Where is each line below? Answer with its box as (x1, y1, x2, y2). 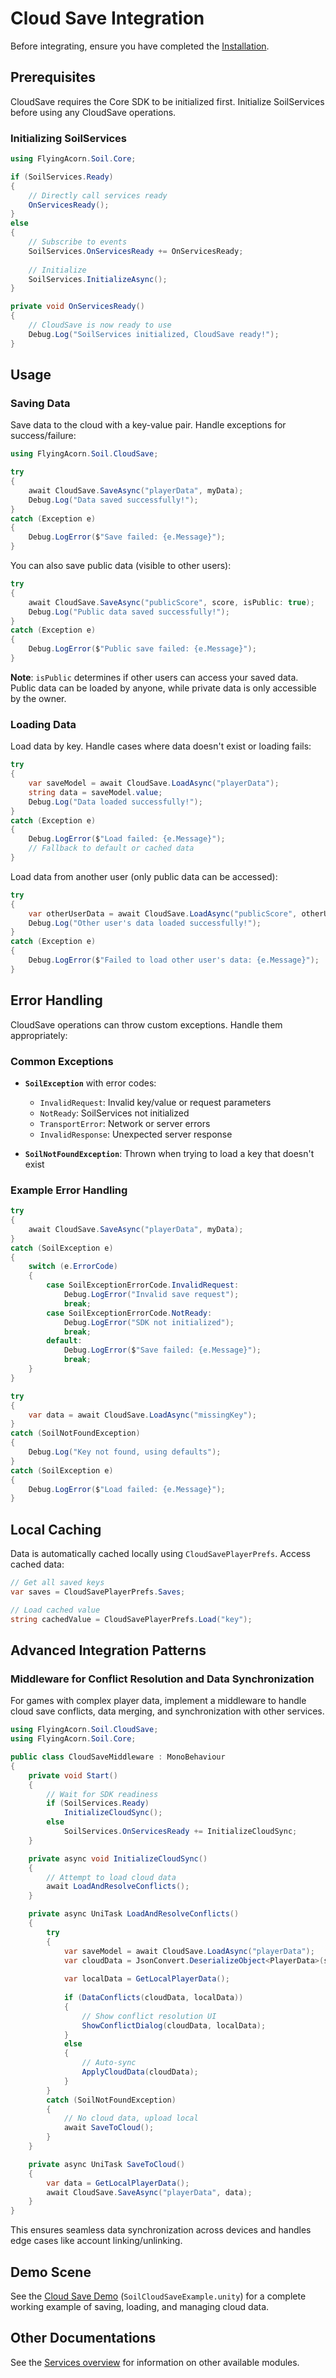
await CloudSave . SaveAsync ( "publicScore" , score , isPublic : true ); (28, 597, 315, 607)
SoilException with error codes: (24, 1077, 157, 1089)
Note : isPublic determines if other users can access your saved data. (10, 671, 299, 683)
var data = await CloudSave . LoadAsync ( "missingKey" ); (28, 1410, 257, 1420)
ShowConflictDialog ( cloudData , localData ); (81, 2020, 267, 2031)
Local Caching (10, 1521, 102, 1538)
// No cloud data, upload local (63, 2113, 199, 2124)
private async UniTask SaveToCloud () (28, 2159, 186, 2169)
